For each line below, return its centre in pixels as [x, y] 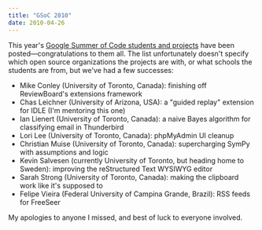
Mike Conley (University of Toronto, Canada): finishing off [113, 85]
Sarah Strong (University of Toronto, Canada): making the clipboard [129, 177]
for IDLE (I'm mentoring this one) [72, 110]
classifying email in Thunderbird [72, 127]
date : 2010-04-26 [37, 23]
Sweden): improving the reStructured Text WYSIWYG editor [116, 169]
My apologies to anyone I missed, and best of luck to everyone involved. [125, 217]
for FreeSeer [40, 202]
